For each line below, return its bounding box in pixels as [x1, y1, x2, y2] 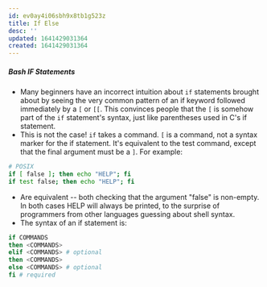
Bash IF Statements [8, 66, 76, 77]
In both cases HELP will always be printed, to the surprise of [19, 201, 220, 210]
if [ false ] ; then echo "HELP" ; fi [8, 170, 131, 178]
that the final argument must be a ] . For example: [19, 147, 183, 157]
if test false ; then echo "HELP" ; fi [8, 177, 135, 185]
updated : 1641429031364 [8, 34, 88, 43]
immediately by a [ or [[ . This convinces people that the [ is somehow [19, 104, 254, 114]
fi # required [8, 271, 56, 279]
